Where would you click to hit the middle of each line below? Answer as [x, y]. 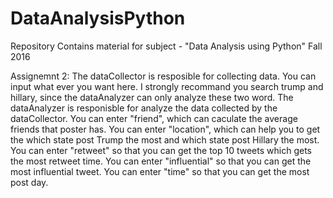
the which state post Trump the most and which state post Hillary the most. [165, 139]
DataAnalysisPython [98, 18]
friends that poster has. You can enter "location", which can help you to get [165, 129]
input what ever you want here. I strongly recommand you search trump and [167, 86]
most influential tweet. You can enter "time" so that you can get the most [160, 171]
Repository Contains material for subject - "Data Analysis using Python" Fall [166, 46]
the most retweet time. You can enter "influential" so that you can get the [161, 161]
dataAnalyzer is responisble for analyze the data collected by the [144, 108]
